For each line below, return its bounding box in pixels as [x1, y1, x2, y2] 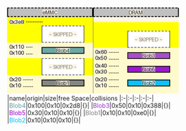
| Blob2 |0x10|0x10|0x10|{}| [7, 116, 81, 124]
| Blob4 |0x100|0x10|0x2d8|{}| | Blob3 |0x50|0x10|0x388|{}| [7, 102, 171, 110]
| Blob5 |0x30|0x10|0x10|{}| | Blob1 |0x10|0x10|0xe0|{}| [7, 109, 156, 117]
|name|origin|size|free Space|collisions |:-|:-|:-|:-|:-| [7, 94, 154, 102]
